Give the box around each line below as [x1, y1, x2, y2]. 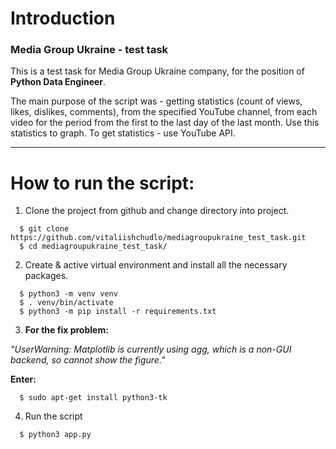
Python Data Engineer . [10, 76, 107, 88]
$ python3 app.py [19, 430, 92, 440]
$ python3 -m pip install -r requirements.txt [19, 307, 217, 317]
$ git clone [19, 224, 70, 234]
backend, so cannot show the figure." [10, 354, 166, 366]
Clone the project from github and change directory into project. [24, 205, 290, 217]
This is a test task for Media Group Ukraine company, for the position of [10, 65, 305, 77]
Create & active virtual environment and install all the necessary [24, 259, 288, 271]
